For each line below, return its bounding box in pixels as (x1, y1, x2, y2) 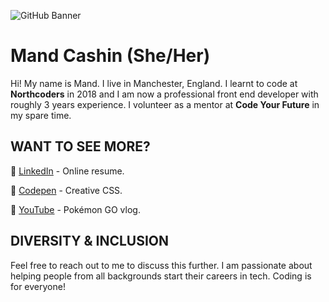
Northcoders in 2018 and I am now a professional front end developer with (10, 88, 319, 100)
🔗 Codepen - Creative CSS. (10, 184, 123, 196)
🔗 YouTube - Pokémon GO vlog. (10, 203, 141, 215)
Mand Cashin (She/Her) (10, 45, 211, 67)
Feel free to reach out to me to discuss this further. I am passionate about (10, 259, 313, 271)
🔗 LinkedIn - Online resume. (10, 165, 125, 177)
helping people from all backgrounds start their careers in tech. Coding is (10, 270, 312, 282)
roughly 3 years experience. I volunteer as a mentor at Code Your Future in (10, 98, 320, 110)
